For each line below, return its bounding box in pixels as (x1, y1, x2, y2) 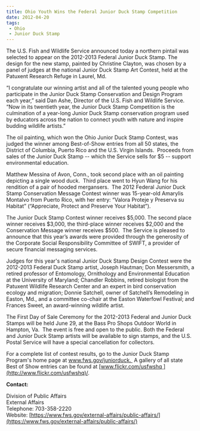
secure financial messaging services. (6, 246, 98, 253)
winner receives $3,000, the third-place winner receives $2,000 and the (6, 220, 184, 227)
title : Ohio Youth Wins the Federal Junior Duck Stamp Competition (6, 8, 178, 15)
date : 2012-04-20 (6, 14, 50, 20)
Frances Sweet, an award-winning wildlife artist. (6, 302, 125, 309)
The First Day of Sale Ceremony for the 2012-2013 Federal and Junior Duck (6, 313, 192, 321)
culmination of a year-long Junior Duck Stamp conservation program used (6, 110, 189, 117)
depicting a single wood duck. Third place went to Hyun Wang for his (6, 177, 178, 184)
